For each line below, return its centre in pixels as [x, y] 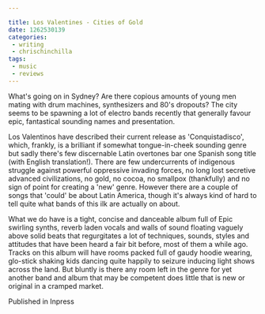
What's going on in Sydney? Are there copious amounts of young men [123, 96]
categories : [28, 37]
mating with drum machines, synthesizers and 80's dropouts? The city [123, 104]
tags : [17, 59]
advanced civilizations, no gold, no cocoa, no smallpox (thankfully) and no [129, 178]
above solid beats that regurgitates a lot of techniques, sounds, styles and [129, 235]
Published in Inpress [42, 301]
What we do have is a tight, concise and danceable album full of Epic [121, 219]
